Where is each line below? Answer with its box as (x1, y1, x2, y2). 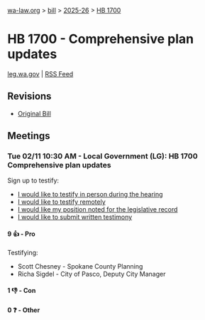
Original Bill (17, 109, 52, 118)
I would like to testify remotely (17, 197, 106, 206)
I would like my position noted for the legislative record (17, 205, 178, 214)
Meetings (7, 130, 51, 142)
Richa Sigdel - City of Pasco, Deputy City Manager (17, 269, 166, 278)
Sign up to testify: (7, 176, 59, 185)
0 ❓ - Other (7, 306, 40, 314)
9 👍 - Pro (7, 229, 35, 238)
